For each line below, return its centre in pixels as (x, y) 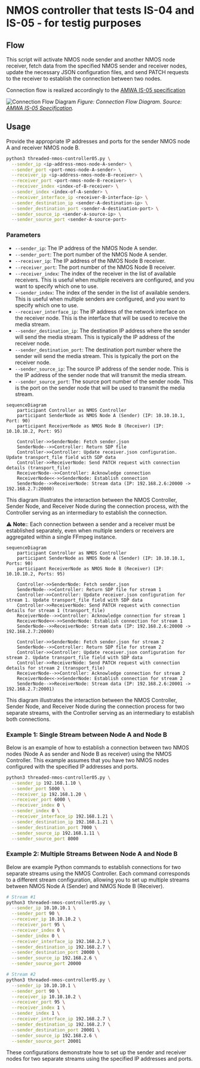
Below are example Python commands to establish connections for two (93, 867)
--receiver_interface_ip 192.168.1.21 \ (62, 816)
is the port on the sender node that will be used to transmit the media (100, 388)
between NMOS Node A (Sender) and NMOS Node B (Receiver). (85, 886)
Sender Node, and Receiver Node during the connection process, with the (97, 506)
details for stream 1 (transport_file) (56, 610)
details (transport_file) (38, 468)
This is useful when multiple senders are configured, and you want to (100, 299)
